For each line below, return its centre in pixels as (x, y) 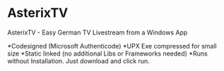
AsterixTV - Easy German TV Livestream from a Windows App (98, 32)
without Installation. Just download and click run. (78, 60)
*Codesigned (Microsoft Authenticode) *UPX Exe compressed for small (112, 46)
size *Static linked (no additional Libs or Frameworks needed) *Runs (107, 53)
